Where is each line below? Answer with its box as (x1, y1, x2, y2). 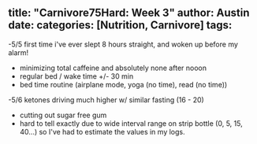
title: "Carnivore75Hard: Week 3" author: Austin (8, 6, 250, 20)
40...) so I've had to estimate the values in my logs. (19, 127, 185, 136)
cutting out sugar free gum (19, 110, 107, 120)
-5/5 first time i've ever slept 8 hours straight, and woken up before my (8, 39, 239, 49)
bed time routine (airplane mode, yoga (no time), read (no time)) (19, 79, 228, 89)
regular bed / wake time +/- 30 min (19, 71, 134, 81)
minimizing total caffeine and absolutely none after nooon (19, 63, 207, 72)
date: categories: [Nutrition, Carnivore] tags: (8, 19, 233, 32)
